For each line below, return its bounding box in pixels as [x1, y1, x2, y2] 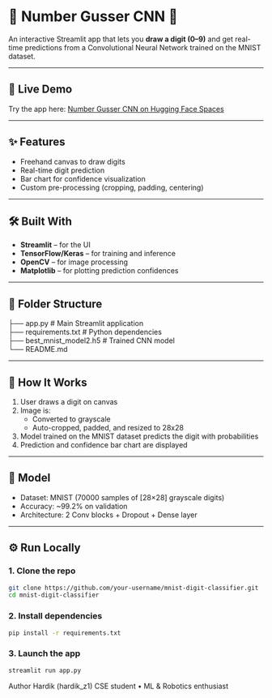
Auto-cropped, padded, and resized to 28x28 [32, 423, 185, 432]
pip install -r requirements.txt [8, 628, 121, 637]
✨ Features [8, 135, 66, 149]
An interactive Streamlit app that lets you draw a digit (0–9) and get [8, 34, 233, 44]
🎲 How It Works [8, 375, 87, 389]
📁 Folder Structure [8, 297, 103, 310]
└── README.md [8, 345, 68, 354]
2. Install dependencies [8, 610, 103, 622]
